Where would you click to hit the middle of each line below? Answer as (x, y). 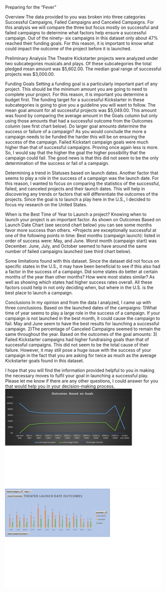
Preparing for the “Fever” (31, 7)
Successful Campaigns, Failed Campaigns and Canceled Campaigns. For (80, 22)
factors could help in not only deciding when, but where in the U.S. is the (79, 288)
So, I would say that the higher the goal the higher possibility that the (75, 152)
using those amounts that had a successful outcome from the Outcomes (79, 121)
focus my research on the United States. (46, 205)
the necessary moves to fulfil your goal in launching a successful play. (77, 375)
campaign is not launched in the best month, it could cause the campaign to (83, 318)
